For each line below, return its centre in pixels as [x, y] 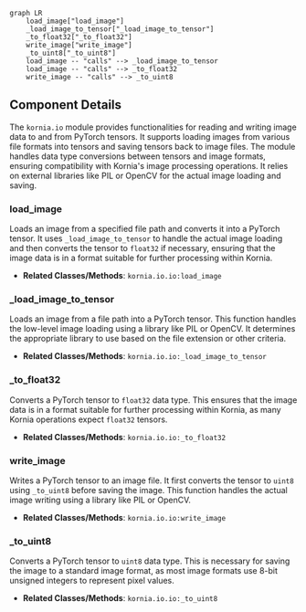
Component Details [65, 105]
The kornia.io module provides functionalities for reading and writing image [153, 127]
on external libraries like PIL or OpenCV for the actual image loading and [145, 175]
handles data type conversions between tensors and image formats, [138, 156]
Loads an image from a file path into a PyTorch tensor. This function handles [153, 319]
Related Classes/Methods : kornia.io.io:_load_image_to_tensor [145, 356]
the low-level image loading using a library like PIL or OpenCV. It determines [153, 329]
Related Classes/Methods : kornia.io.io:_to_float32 [124, 437]
